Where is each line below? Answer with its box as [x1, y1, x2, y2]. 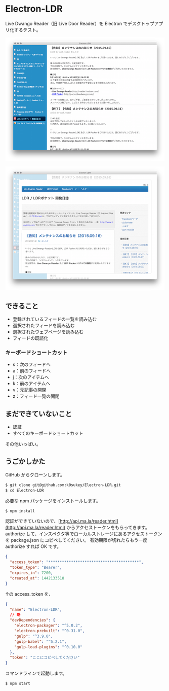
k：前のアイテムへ [12, 381, 51, 387]
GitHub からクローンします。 [5, 471, 65, 477]
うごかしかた [5, 457, 46, 466]
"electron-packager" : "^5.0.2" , [14, 623, 82, 628]
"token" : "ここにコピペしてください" [10, 655, 80, 660]
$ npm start [5, 681, 30, 686]
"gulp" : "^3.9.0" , [14, 634, 53, 639]
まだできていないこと [5, 409, 72, 418]
